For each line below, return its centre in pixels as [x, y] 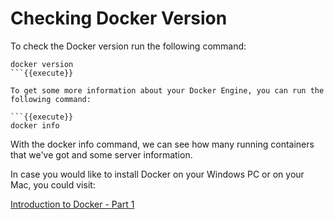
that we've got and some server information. [101, 154]
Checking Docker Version [119, 18]
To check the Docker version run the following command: [128, 46]
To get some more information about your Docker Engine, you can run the [167, 90]
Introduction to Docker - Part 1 [72, 204]
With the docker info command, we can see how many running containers [162, 144]
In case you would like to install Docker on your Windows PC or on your [157, 174]
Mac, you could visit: [53, 184]
